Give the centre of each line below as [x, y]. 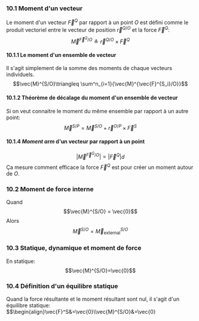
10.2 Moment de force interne [50, 189]
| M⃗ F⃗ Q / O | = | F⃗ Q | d [100, 155]
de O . [13, 173]
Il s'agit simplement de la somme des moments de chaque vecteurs [89, 68]
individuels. [20, 75]
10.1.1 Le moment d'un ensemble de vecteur [61, 54]
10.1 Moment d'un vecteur [44, 8]
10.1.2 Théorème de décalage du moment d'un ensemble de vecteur [92, 98]
